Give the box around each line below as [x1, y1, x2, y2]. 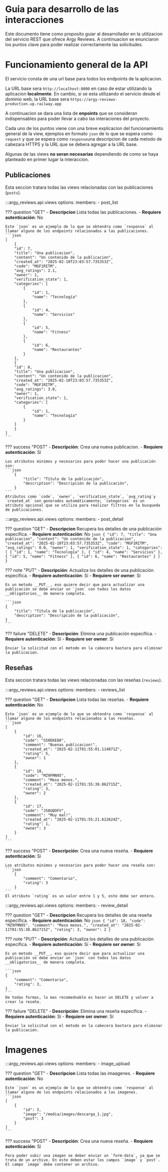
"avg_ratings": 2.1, [14, 268, 57, 273]
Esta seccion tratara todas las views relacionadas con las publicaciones [5, 184, 153, 190]
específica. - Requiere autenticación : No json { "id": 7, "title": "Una [5, 531, 157, 537]
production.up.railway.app [5, 101, 62, 106]
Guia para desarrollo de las [5, 4, 119, 15]
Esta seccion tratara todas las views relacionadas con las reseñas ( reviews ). [5, 677, 162, 683]
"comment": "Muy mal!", [23, 812, 73, 817]
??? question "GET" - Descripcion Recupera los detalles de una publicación [5, 526, 162, 532]
